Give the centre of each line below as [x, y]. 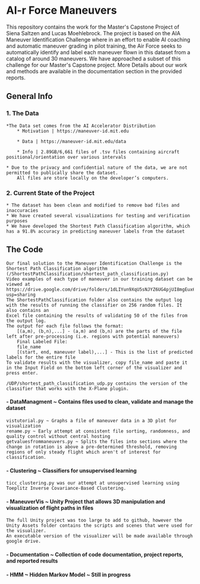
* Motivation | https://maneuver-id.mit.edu [73, 131]
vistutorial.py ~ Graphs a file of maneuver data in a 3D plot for [92, 421]
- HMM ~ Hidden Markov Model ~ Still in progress [68, 574]
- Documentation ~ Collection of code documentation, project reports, [95, 554]
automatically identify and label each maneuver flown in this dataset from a [98, 52]
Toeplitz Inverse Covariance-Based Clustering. [66, 489]
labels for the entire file [41, 357]
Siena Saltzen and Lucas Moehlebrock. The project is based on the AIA [93, 33]
